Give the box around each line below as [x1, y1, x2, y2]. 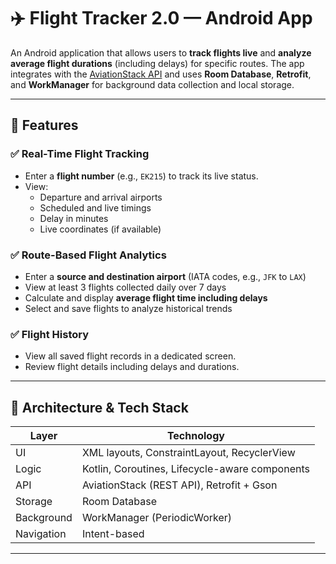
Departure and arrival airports [39, 191, 163, 203]
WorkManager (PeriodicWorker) [81, 511, 233, 525]
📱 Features [10, 117, 79, 134]
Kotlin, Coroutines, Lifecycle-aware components [81, 462, 310, 476]
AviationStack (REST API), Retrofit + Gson [81, 478, 278, 492]
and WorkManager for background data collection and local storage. [10, 78, 295, 90]
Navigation [15, 527, 67, 541]
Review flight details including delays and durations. [24, 361, 240, 373]
